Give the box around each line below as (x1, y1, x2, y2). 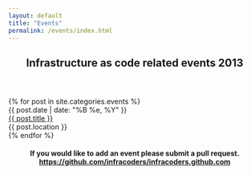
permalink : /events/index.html (8, 26, 113, 34)
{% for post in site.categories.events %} (8, 97, 141, 106)
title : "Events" (8, 19, 63, 27)
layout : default (8, 11, 63, 20)
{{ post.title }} (8, 113, 54, 123)
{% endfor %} (8, 130, 55, 140)
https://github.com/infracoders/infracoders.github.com (38, 157, 231, 167)
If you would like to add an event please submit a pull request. (30, 148, 240, 158)
